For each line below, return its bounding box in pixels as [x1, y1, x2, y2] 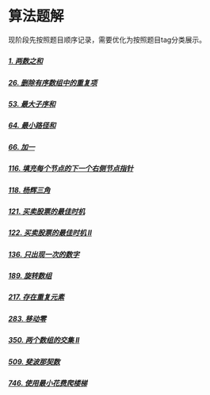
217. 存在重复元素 [8, 292, 65, 302]
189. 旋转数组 [8, 271, 52, 281]
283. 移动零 [8, 313, 47, 323]
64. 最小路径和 [8, 120, 56, 131]
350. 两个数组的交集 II [8, 336, 80, 345]
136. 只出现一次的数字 [8, 249, 80, 259]
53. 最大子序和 [8, 100, 56, 109]
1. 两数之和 [8, 56, 44, 66]
